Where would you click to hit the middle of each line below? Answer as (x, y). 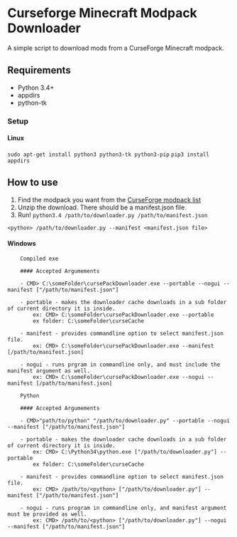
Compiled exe (39, 259)
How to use (33, 183)
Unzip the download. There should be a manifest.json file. (102, 207)
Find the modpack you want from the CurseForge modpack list (109, 199)
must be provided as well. (47, 514)
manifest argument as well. (49, 371)
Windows (22, 244)
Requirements (39, 70)
